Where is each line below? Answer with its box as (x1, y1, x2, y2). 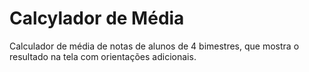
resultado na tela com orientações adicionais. (9, 50, 197, 62)
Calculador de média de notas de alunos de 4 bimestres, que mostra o (9, 40, 300, 52)
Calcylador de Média (9, 7, 185, 30)
